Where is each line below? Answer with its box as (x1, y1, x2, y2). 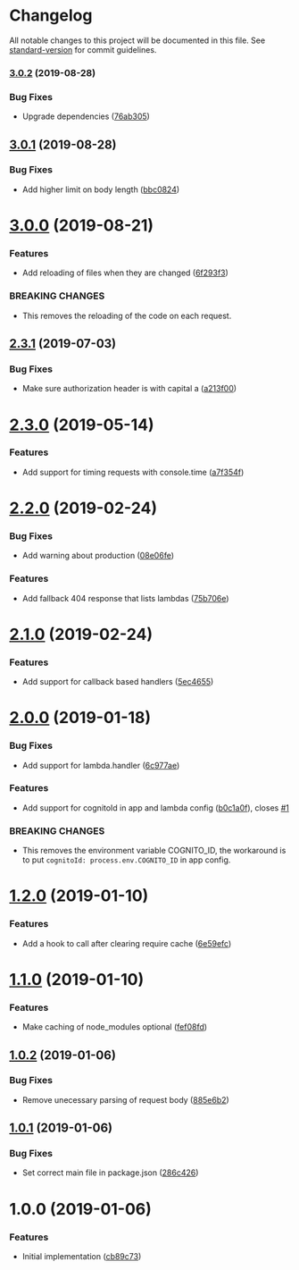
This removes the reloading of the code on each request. (21, 310, 232, 321)
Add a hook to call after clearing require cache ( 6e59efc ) (21, 938, 232, 948)
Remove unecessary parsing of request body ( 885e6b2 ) (21, 1094, 229, 1105)
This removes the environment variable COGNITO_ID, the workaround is (21, 845, 287, 856)
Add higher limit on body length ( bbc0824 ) (21, 184, 180, 195)
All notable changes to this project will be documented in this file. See (9, 35, 266, 46)
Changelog (9, 5, 93, 26)
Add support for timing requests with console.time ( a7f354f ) (21, 467, 245, 477)
